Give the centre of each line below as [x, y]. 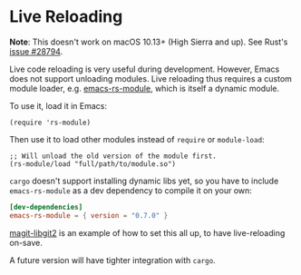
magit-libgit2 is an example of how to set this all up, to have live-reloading [147, 232]
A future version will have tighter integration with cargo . [112, 260]
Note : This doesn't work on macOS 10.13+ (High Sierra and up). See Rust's [149, 42]
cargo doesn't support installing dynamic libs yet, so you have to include [144, 181]
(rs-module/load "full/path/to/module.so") [93, 164]
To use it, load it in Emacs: [58, 105]
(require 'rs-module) [50, 123]
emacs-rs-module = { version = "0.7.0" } [89, 215]
